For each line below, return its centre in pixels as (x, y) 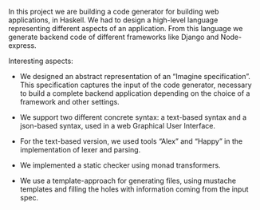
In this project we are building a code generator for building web (114, 12)
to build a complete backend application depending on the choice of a (135, 93)
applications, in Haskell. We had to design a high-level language (113, 20)
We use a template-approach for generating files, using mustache (128, 180)
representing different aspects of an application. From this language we (126, 28)
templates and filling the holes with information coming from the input (134, 189)
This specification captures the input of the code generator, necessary (136, 85)
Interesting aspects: (41, 61)
